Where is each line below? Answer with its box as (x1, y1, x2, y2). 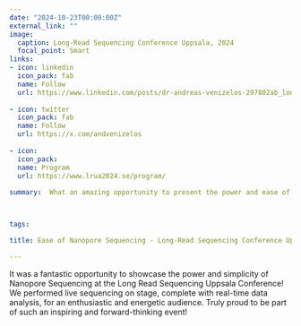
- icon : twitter (9, 105, 70, 114)
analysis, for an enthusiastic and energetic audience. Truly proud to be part (9, 296, 287, 307)
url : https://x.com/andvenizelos (17, 130, 142, 139)
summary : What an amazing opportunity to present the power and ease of (9, 188, 291, 197)
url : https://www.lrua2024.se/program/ (17, 171, 167, 180)
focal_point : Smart (17, 47, 90, 56)
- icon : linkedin (9, 64, 74, 73)
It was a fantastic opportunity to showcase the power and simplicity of (9, 268, 269, 279)
